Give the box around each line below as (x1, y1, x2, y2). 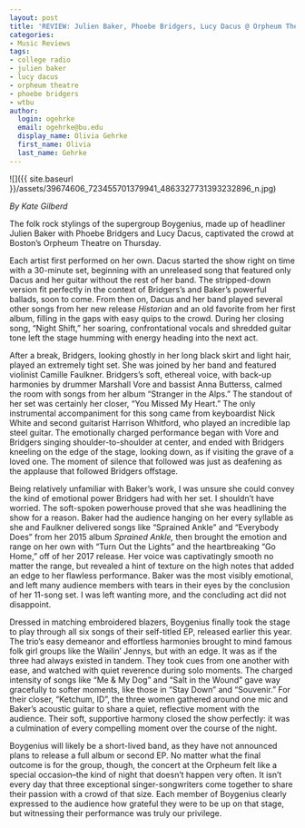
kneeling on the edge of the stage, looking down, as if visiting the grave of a (9, 446, 294, 457)
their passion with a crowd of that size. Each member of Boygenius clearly (9, 788, 288, 799)
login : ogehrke (17, 114, 75, 123)
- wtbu (9, 97, 34, 107)
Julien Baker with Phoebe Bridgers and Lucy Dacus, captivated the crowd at (9, 228, 294, 239)
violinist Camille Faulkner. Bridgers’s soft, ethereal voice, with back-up (9, 369, 272, 379)
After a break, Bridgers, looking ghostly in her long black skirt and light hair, (9, 350, 292, 360)
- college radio (9, 55, 71, 64)
